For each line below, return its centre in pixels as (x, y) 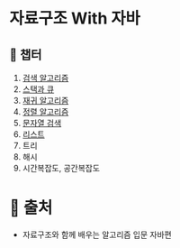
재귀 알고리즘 (45, 101)
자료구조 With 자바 (75, 18)
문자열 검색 (42, 123)
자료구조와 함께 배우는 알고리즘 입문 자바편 (97, 234)
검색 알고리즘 (45, 78)
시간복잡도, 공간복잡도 (61, 168)
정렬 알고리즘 (45, 112)
